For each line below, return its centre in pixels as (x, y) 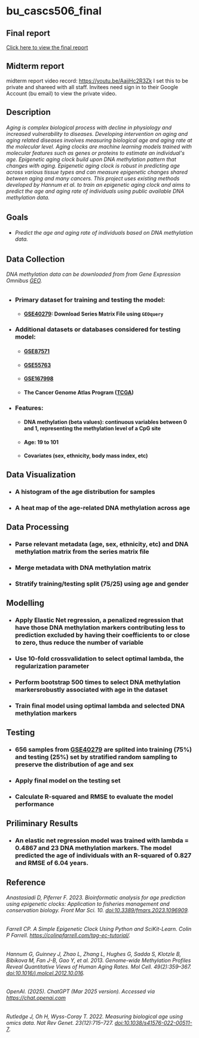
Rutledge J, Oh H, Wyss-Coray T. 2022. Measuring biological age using (95, 1016)
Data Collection (36, 259)
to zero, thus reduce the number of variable (79, 643)
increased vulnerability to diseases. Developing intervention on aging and (97, 133)
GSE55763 (37, 365)
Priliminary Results (42, 823)
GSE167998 (39, 379)
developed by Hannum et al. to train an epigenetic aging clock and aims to (98, 184)
